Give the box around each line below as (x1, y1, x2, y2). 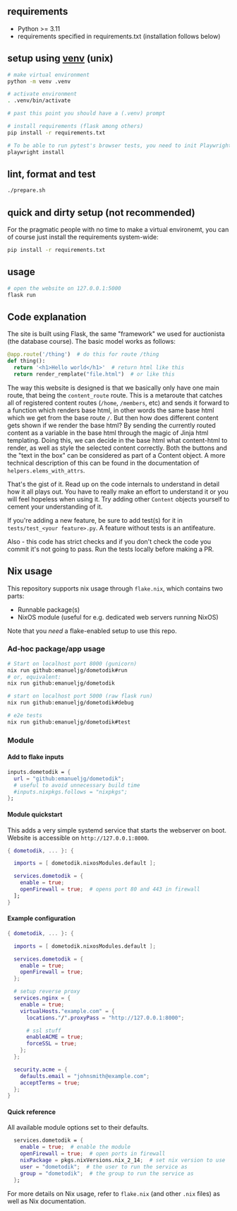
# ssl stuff (25, 1027, 61, 1034)
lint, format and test (7, 168, 96, 180)
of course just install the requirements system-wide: (7, 233, 159, 241)
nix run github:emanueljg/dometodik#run (7, 666, 128, 674)
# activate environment (7, 91, 78, 98)
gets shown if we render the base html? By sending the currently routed (7, 421, 217, 429)
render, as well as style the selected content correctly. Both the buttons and (7, 444, 228, 452)
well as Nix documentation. (7, 1197, 86, 1205)
